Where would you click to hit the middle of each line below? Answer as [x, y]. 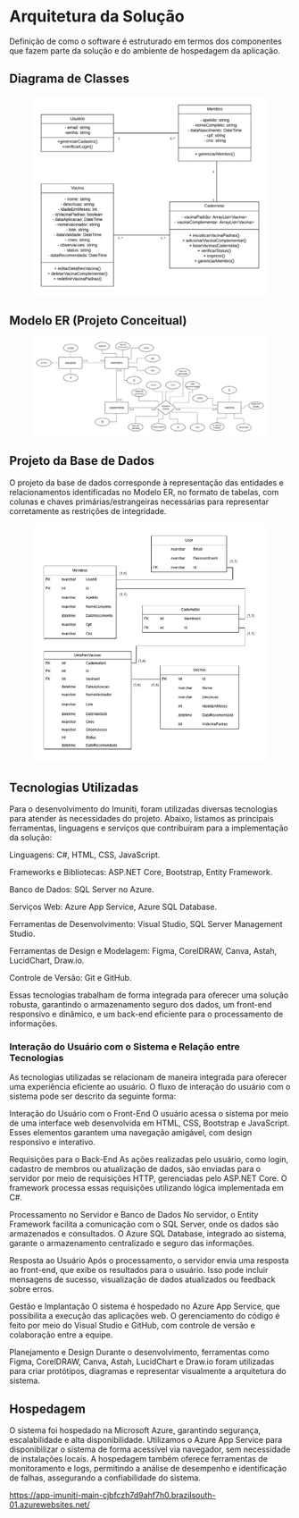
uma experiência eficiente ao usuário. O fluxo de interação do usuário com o [150, 1087]
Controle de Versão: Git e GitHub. [71, 978]
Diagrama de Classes [70, 79]
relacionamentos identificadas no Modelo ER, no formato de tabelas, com [144, 492]
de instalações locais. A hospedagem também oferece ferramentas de [138, 1459]
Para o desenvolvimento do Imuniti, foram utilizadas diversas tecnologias [144, 809]
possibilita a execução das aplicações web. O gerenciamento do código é [145, 1316]
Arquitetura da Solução [97, 17]
